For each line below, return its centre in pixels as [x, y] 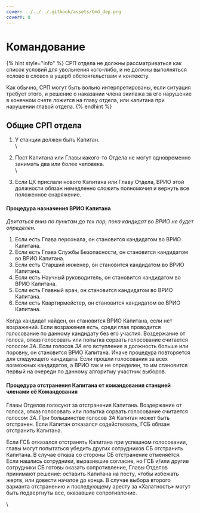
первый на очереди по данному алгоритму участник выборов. [86, 371]
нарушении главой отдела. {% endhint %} [59, 107]
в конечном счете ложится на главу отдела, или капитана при [86, 100]
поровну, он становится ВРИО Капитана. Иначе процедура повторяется [98, 352]
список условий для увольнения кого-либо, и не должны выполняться [96, 70]
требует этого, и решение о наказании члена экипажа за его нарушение [99, 94]
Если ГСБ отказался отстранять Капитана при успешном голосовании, [97, 442]
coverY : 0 [19, 17]
